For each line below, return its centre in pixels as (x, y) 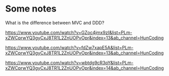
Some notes (31, 9)
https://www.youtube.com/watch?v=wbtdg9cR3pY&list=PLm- (69, 62)
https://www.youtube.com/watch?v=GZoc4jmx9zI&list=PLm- (69, 32)
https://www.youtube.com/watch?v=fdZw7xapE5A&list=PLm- (69, 47)
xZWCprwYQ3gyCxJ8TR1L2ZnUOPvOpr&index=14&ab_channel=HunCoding (85, 68)
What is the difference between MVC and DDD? (55, 23)
